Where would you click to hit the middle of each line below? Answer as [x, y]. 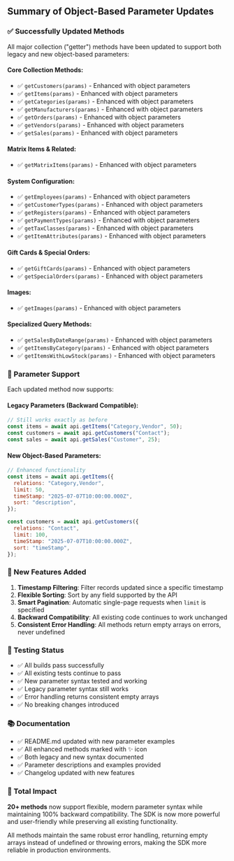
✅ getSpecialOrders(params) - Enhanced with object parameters [110, 276]
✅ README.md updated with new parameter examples [96, 741]
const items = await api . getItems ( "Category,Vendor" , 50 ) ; [95, 427]
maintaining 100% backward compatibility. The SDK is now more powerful [114, 814]
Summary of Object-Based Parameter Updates [111, 12]
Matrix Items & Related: [42, 149]
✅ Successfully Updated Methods [66, 31]
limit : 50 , [29, 490]
